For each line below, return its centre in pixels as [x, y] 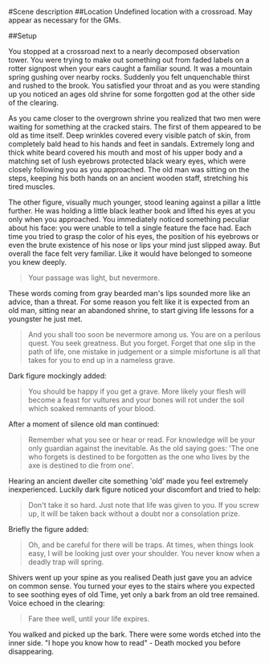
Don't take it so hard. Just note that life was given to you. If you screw [143, 505]
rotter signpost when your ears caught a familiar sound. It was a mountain [130, 68]
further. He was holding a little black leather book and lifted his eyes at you [132, 211]
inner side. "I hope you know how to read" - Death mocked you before [124, 643]
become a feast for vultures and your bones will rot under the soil [136, 400]
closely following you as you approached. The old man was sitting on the [129, 169]
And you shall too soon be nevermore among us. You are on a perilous [144, 334]
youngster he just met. [45, 319]
